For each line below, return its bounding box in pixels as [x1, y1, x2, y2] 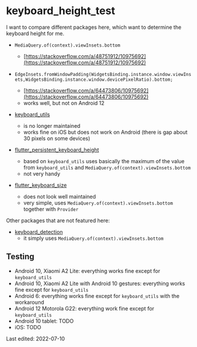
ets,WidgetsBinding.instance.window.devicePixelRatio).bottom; [14, 77, 173, 82]
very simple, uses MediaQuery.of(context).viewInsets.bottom [23, 199, 173, 206]
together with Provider [23, 205, 79, 213]
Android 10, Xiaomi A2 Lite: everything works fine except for [14, 267, 161, 275]
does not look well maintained [23, 193, 96, 200]
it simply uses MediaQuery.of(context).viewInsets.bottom [23, 234, 163, 242]
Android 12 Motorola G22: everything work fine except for [14, 305, 155, 312]
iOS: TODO [14, 323, 41, 331]
